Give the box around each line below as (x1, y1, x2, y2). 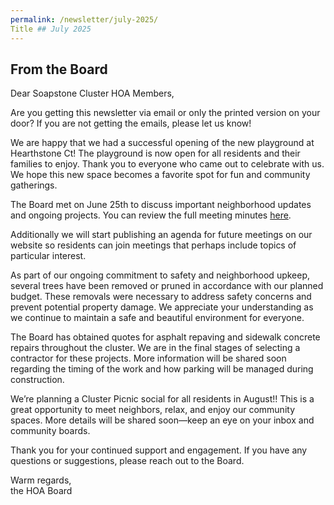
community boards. (10, 425, 91, 437)
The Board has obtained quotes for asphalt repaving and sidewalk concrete (10, 331, 321, 343)
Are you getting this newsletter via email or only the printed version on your (10, 107, 321, 119)
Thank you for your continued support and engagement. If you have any (10, 444, 308, 456)
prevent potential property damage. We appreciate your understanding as (10, 301, 314, 313)
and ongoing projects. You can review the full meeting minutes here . (10, 209, 292, 221)
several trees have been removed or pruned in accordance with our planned (10, 280, 324, 292)
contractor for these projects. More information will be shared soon (10, 352, 287, 365)
